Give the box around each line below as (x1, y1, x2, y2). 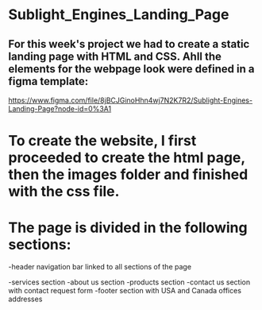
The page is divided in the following (8, 219, 248, 237)
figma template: (8, 74, 89, 88)
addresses (8, 294, 43, 304)
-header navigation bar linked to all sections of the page (8, 262, 192, 272)
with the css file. (8, 183, 120, 200)
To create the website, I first (8, 132, 197, 150)
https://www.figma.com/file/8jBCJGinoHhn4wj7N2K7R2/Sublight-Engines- (8, 95, 252, 105)
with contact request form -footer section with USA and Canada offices (8, 286, 242, 296)
